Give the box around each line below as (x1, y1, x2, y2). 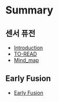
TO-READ (13, 50, 37, 57)
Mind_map (13, 57, 39, 63)
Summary (5, 4, 53, 17)
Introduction (13, 45, 43, 51)
